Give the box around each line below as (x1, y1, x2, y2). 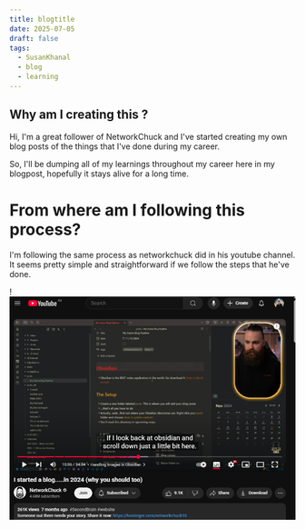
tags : (9, 44, 30, 53)
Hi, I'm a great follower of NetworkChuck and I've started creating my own (9, 131, 288, 142)
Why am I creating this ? (9, 107, 149, 123)
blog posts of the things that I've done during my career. (9, 141, 221, 152)
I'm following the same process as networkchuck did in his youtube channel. (9, 249, 296, 260)
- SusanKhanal (17, 53, 71, 63)
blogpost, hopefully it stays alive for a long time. (9, 168, 189, 179)
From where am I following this (9, 200, 245, 220)
